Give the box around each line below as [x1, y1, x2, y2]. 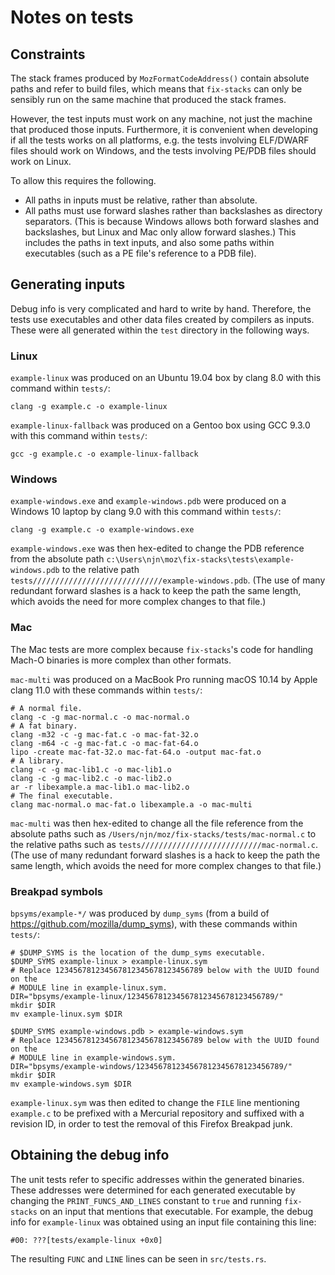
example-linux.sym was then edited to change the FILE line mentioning [10, 1097, 300, 1108]
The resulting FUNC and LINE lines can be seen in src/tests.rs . [10, 1252, 267, 1265]
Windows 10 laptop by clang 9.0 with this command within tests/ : [10, 506, 282, 518]
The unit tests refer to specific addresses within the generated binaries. [10, 1173, 305, 1185]
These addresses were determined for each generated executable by [10, 1184, 296, 1196]
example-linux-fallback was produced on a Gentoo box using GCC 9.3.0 [10, 419, 311, 431]
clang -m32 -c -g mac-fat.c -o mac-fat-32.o [10, 729, 199, 740]
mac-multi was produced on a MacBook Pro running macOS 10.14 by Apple [10, 673, 318, 685]
